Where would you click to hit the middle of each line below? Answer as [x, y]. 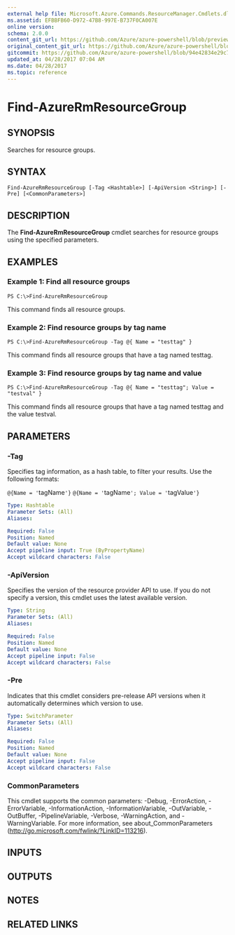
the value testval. [32, 414]
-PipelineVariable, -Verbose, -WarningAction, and [109, 815]
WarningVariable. [32, 823]
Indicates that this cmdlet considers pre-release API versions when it [107, 695]
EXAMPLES [33, 262]
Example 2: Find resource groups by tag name [87, 327]
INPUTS [24, 853]
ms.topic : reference [37, 72]
